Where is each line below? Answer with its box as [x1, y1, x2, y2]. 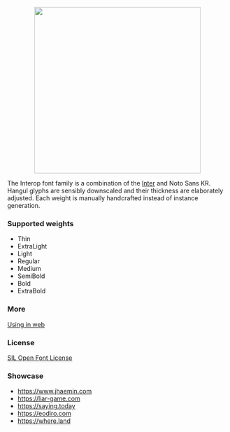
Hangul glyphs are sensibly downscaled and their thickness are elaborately [7, 186, 224, 195]
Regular [17, 257, 41, 265]
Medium [17, 265, 42, 273]
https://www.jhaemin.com [17, 387, 92, 396]
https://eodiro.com [17, 410, 71, 418]
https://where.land [17, 417, 71, 425]
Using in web [7, 320, 45, 328]
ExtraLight [17, 242, 48, 251]
